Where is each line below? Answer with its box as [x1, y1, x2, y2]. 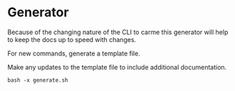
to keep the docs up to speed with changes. [7, 35, 137, 43]
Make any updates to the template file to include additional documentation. [7, 63, 227, 71]
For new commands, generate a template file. [7, 49, 140, 58]
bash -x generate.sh [7, 76, 69, 84]
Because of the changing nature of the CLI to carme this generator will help [7, 28, 229, 36]
